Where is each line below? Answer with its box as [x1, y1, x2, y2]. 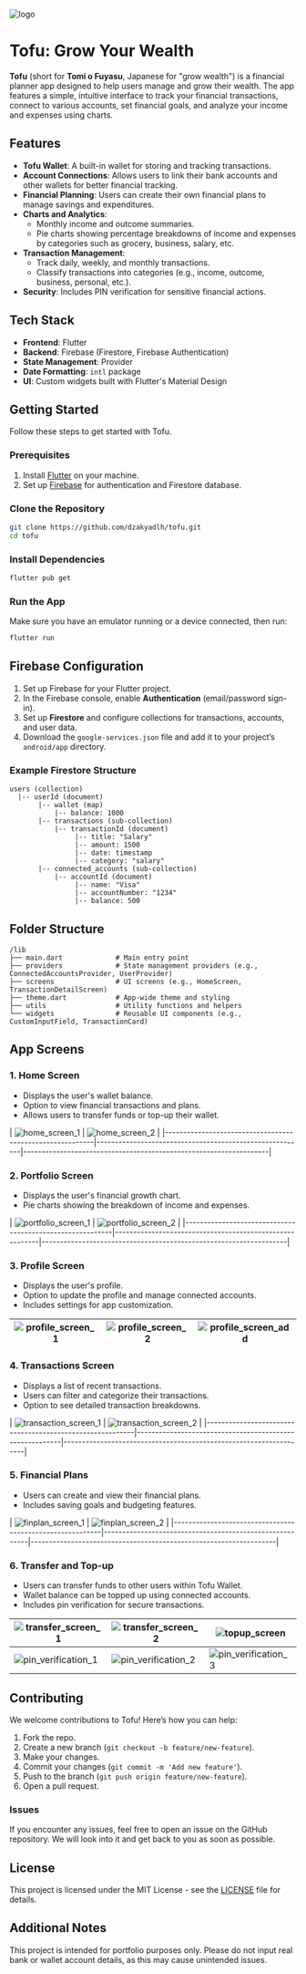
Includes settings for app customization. [22, 1300, 174, 1311]
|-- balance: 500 [74, 897, 141, 906]
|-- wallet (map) [37, 801, 104, 810]
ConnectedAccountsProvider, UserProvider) [9, 969, 173, 978]
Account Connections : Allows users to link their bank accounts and [22, 170, 278, 181]
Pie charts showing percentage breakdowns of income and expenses [36, 228, 297, 239]
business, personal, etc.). [36, 276, 132, 287]
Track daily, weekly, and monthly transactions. [36, 256, 210, 268]
